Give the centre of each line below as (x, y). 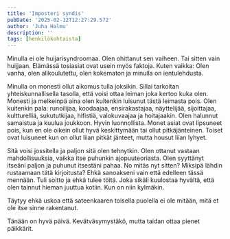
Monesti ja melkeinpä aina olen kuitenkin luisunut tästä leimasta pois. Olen (112, 101)
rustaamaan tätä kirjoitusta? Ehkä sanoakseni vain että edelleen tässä (105, 173)
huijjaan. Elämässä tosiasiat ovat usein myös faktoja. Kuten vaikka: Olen (108, 66)
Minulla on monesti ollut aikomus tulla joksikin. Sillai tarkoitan (93, 87)
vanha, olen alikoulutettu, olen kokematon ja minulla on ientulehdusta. (105, 73)
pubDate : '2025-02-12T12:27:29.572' (59, 20)
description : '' (30, 33)
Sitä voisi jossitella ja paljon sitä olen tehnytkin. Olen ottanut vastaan (104, 151)
